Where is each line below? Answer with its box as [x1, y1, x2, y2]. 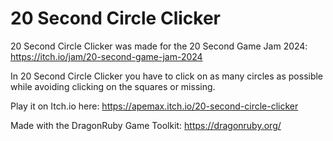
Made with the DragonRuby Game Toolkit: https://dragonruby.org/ [10, 119, 282, 131]
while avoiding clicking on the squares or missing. [10, 80, 216, 92]
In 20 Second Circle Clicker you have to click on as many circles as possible [10, 70, 324, 82]
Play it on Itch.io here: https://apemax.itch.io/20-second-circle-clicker [10, 100, 299, 112]
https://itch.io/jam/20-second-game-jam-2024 [10, 50, 203, 62]
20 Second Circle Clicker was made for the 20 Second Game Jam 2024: [10, 40, 308, 52]
